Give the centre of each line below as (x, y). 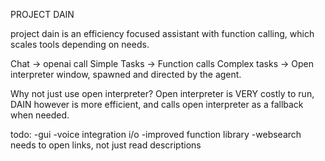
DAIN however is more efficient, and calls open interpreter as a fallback (157, 104)
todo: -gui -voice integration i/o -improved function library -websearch (156, 134)
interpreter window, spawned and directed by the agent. (126, 74)
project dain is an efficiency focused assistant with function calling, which (162, 33)
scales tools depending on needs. (80, 44)
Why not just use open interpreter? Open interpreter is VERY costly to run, (162, 93)
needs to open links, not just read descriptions (106, 145)
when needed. (40, 115)
